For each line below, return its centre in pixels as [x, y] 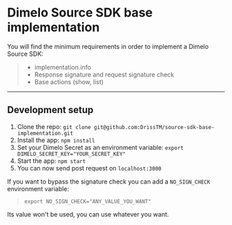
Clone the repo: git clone [54, 126]
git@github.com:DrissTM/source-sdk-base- [154, 127]
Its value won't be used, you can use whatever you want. [88, 214]
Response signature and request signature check [104, 75]
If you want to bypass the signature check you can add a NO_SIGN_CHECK [109, 182]
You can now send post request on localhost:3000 [89, 168]
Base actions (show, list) [69, 81]
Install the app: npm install [56, 140]
